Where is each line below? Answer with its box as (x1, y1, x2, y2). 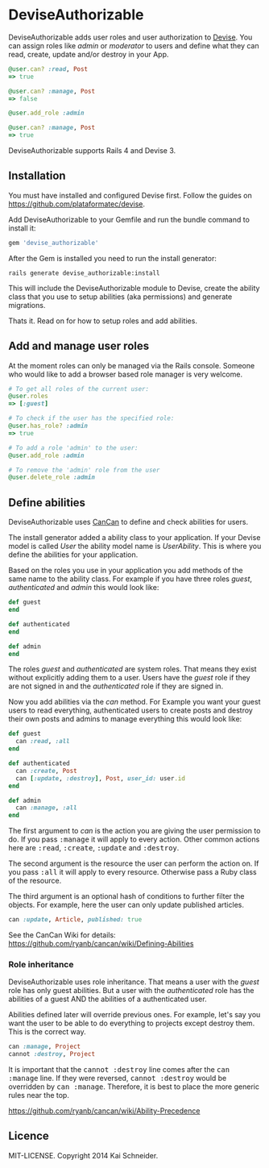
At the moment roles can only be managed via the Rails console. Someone (8, 360, 255, 370)
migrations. (8, 300, 46, 310)
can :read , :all (15, 738, 70, 746)
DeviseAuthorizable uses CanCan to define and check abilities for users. (8, 517, 248, 527)
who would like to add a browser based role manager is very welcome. (8, 369, 243, 379)
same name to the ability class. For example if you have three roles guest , (8, 574, 252, 584)
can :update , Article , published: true (8, 916, 143, 924)
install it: (8, 223, 36, 233)
